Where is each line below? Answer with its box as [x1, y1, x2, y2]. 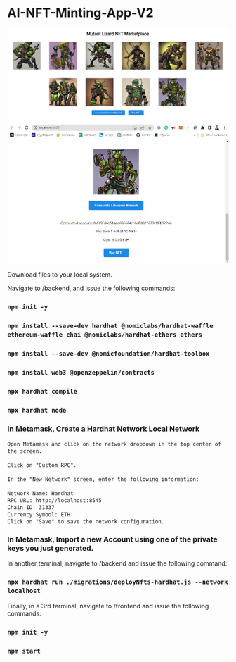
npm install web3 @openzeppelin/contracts [7, 368, 155, 376]
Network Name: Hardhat [7, 490, 74, 497]
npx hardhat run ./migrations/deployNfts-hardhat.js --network [7, 578, 228, 586]
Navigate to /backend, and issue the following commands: [7, 284, 176, 293]
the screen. [7, 448, 42, 455]
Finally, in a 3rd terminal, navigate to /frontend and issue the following [7, 601, 209, 610]
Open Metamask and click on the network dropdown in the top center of [7, 441, 221, 448]
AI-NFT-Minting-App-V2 [7, 5, 154, 21]
